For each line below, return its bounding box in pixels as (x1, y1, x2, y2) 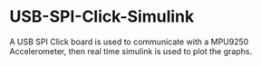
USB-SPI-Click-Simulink (9, 6, 195, 27)
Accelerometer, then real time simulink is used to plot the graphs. (9, 45, 252, 56)
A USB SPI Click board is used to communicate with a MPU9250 (9, 36, 249, 47)
